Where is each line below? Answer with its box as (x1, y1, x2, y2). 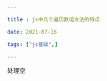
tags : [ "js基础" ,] (7, 40, 58, 48)
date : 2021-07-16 (7, 28, 57, 35)
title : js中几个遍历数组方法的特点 (7, 16, 100, 23)
